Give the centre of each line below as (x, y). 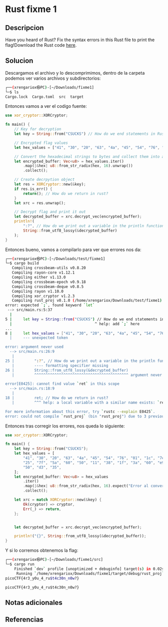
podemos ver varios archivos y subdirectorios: (53, 78)
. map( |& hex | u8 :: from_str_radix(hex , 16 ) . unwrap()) (78, 166)
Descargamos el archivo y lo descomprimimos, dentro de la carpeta (75, 73)
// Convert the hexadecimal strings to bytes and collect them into (87, 156)
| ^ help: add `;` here (75, 324)
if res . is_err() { (33, 189)
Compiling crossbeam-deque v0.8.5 (48, 287)
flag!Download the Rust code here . (41, 45)
